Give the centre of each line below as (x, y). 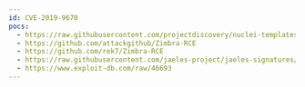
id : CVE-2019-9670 (43, 18)
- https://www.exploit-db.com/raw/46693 (94, 69)
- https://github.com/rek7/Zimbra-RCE (91, 52)
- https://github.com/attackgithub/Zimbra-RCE (107, 43)
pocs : (19, 26)
